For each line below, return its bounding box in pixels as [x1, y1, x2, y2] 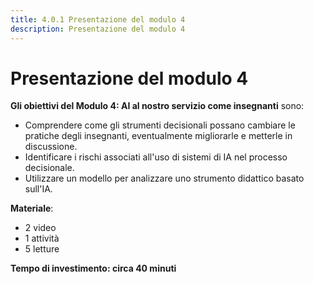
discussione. [24, 141, 78, 153]
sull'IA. [24, 183, 53, 195]
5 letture [24, 243, 60, 255]
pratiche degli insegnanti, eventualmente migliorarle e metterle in [24, 130, 293, 142]
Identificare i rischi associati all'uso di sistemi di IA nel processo [24, 151, 288, 163]
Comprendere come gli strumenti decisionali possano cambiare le [24, 119, 296, 131]
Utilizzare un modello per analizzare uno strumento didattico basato [24, 172, 305, 185]
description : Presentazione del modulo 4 [10, 24, 186, 34]
